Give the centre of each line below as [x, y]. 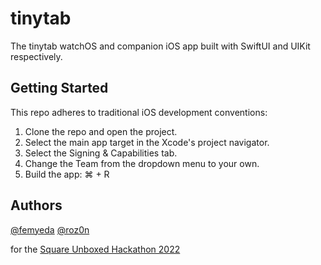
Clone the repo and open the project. [101, 131]
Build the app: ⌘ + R [67, 174]
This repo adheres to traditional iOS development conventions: [139, 112]
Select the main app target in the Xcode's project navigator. [147, 142]
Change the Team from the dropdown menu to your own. [142, 163]
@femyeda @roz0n [50, 229]
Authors [36, 205]
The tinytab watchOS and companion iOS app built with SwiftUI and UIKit [160, 46]
